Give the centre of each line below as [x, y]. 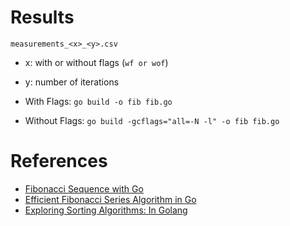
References [59, 161]
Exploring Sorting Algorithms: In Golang [106, 210]
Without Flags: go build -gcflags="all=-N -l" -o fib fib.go [152, 120]
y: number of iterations [72, 82]
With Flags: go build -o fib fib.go [98, 101]
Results [42, 17]
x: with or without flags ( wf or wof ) [96, 62]
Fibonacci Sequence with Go [84, 188]
